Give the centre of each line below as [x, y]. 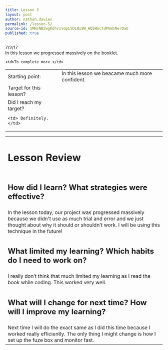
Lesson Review [44, 157]
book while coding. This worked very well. [57, 283]
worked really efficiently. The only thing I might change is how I [82, 333]
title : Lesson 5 [22, 10]
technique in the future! [35, 231]
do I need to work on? [47, 260]
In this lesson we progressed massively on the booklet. [62, 53]
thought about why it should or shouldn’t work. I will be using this [84, 225]
